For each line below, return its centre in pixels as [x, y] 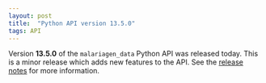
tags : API [25, 31]
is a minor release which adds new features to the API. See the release [126, 62]
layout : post [30, 16]
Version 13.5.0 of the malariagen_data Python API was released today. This [133, 54]
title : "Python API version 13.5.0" [72, 23]
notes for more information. [54, 71]
